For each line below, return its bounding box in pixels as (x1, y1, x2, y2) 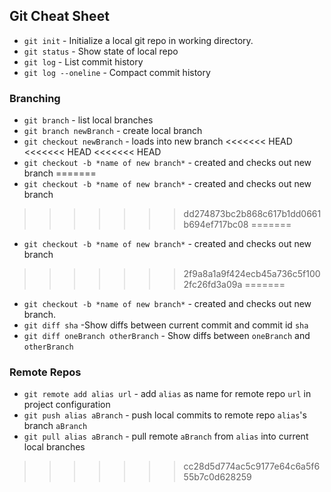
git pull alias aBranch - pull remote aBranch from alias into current (23, 430, 309, 443)
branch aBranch (23, 420, 88, 432)
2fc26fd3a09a (183, 279, 243, 291)
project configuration (23, 399, 111, 411)
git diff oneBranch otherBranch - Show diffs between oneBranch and (23, 330, 311, 342)
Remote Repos (9, 365, 82, 379)
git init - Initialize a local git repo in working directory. (23, 34, 254, 46)
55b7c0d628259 (183, 471, 252, 483)
